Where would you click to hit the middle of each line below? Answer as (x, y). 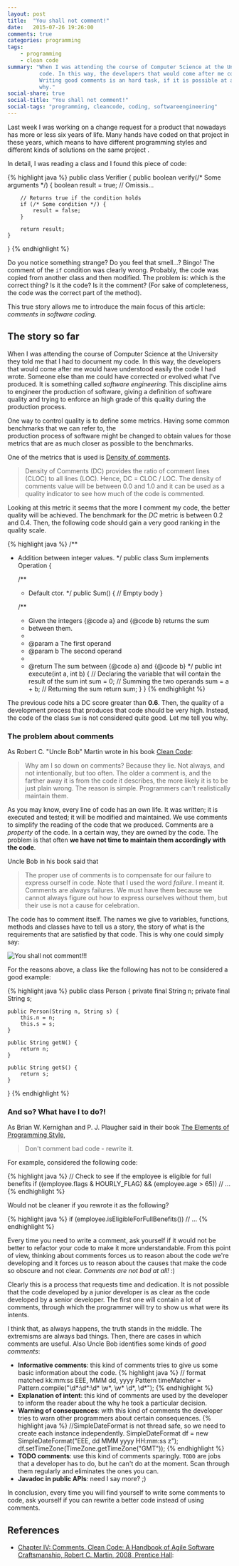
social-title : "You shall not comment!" (68, 101)
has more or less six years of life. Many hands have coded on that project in (118, 134)
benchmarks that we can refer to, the (62, 428)
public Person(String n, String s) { (63, 1011)
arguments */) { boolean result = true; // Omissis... (81, 185)
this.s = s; (38, 1024)
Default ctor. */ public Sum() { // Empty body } (96, 593)
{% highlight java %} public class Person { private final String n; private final (118, 991)
